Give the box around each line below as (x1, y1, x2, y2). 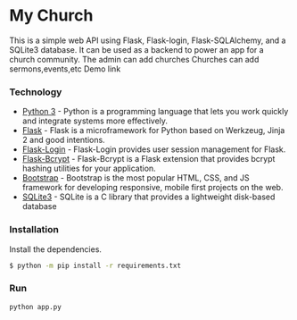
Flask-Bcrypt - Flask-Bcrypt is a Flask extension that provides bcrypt (21, 154, 276, 164)
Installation (9, 223, 60, 236)
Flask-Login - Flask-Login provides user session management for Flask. (21, 144, 286, 155)
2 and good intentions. (21, 135, 105, 146)
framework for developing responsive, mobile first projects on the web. (21, 182, 284, 193)
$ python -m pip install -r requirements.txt (9, 261, 181, 270)
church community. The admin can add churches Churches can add (9, 54, 260, 64)
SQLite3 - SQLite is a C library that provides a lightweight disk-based (21, 191, 276, 202)
